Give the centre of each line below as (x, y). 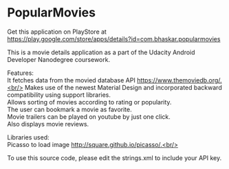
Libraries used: (28, 137)
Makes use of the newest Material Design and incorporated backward (123, 87)
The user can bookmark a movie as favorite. (69, 109)
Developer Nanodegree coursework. (59, 59)
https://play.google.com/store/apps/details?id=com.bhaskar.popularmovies (114, 38)
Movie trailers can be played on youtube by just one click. (89, 116)
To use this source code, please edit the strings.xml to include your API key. (115, 158)
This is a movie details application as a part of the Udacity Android (101, 52)
